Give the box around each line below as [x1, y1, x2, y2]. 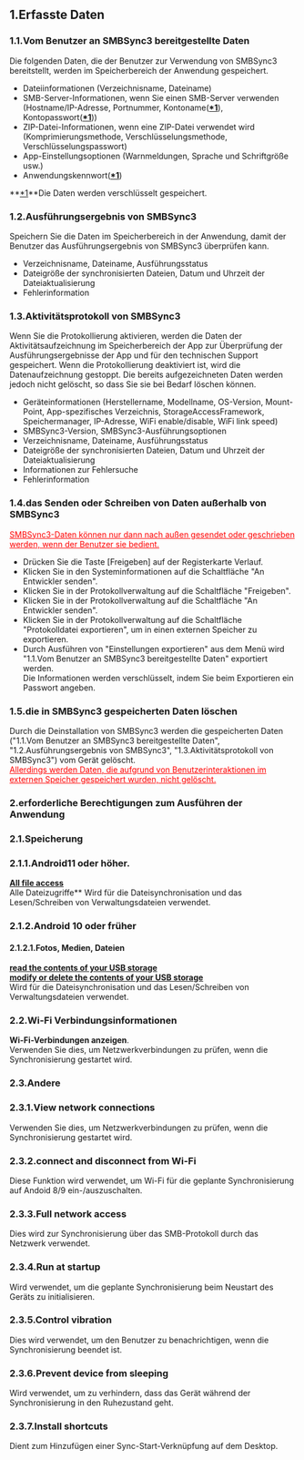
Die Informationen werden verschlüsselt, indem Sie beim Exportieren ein [22, 672, 294, 683]
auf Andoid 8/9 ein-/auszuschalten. [9, 1184, 143, 1196]
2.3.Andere [9, 1077, 61, 1089]
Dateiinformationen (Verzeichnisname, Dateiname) [22, 82, 212, 94]
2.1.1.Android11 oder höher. [9, 856, 130, 869]
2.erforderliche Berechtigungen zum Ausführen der [9, 796, 243, 809]
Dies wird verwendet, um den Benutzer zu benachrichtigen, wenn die [9, 1334, 269, 1345]
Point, [22, 406, 46, 417]
